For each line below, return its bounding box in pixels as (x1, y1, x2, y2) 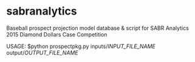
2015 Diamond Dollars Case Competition (6, 30, 108, 38)
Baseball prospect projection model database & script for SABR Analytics (6, 24, 190, 32)
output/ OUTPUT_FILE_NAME (6, 49, 78, 56)
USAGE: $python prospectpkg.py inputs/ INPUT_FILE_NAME (6, 43, 156, 50)
